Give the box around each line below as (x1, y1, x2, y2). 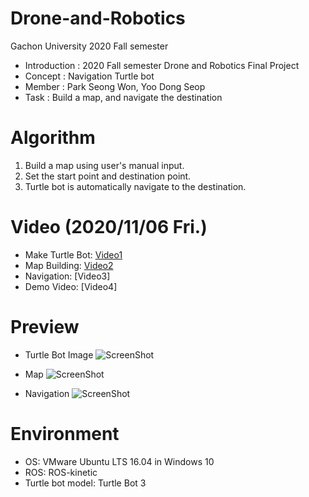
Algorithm (10, 127, 96, 149)
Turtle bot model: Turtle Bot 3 (24, 477, 147, 489)
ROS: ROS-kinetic (24, 466, 98, 478)
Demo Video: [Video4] (24, 280, 118, 292)
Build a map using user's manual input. (24, 159, 185, 171)
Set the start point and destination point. (24, 170, 192, 182)
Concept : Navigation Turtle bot (24, 70, 155, 82)
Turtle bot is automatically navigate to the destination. (24, 180, 247, 192)
